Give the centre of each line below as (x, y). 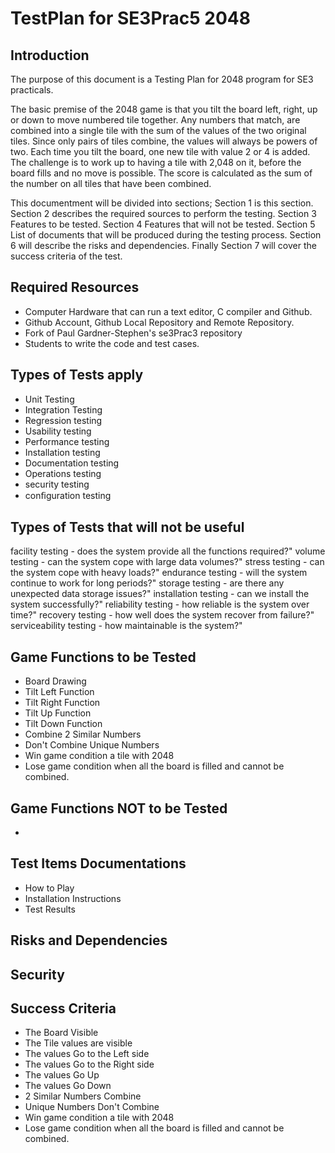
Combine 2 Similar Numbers (83, 734)
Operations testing (63, 473)
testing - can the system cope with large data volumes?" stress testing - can (167, 562)
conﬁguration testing (68, 495)
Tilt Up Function (58, 713)
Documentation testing (72, 463)
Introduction (50, 55)
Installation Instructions (73, 898)
